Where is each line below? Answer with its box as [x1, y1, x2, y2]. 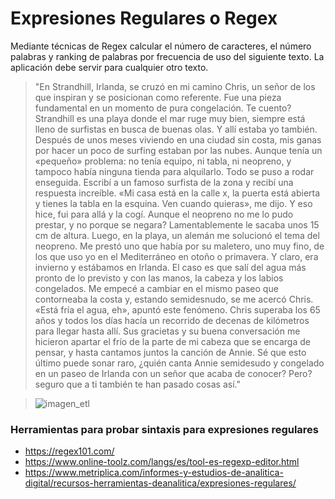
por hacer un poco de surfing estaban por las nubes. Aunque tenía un [34, 144, 323, 156]
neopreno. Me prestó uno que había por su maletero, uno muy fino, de [34, 240, 325, 252]
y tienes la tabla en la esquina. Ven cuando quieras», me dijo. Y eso [34, 197, 313, 209]
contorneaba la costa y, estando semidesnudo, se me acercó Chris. [34, 293, 314, 305]
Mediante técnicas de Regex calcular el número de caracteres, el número [10, 40, 312, 52]
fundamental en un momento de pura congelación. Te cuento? [34, 102, 292, 114]
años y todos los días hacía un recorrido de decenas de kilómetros [34, 314, 310, 326]
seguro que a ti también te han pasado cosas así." [34, 378, 241, 390]
